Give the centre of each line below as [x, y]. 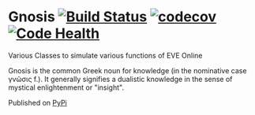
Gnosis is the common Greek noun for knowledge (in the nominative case [127, 70]
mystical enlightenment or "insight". [66, 87]
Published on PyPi [37, 102]
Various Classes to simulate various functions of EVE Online [105, 55]
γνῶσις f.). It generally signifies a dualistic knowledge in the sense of [120, 79]
